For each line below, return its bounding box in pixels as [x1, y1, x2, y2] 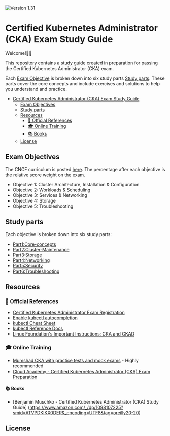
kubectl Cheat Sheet [12, 320, 56, 326]
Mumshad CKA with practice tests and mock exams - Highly [12, 357, 139, 363]
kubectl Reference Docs [12, 325, 63, 332]
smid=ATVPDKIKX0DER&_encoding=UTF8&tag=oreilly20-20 [12, 409, 139, 416]
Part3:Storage [12, 252, 42, 258]
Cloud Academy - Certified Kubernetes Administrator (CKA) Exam [12, 368, 151, 374]
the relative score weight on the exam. [5, 172, 85, 178]
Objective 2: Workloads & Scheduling [12, 187, 90, 193]
